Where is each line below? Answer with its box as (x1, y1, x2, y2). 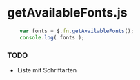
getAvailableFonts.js (7, 5, 128, 21)
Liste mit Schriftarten (17, 66, 77, 74)
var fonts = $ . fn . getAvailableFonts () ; (19, 28, 134, 34)
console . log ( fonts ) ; (19, 34, 85, 41)
